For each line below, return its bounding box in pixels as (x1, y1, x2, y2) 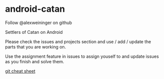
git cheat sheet (5, 68, 36, 74)
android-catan (5, 3, 65, 15)
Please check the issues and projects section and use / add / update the (5, 38, 151, 45)
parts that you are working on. (5, 44, 66, 50)
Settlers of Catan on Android (5, 29, 63, 35)
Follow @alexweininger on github (5, 20, 72, 26)
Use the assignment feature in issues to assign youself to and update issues (5, 53, 159, 59)
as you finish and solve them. (5, 58, 65, 64)
